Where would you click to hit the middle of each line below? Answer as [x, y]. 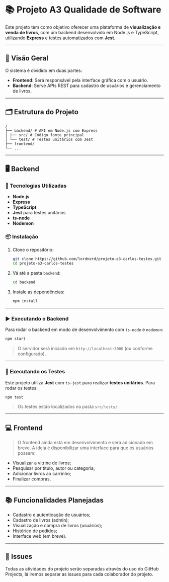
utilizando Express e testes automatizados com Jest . [60, 38]
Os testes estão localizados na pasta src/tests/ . [68, 407]
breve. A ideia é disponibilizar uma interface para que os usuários [86, 448]
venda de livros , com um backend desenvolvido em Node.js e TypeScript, [82, 32]
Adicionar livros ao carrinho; [42, 474]
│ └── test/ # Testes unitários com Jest [49, 139]
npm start [16, 339]
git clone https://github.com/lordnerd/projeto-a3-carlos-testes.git [87, 259]
